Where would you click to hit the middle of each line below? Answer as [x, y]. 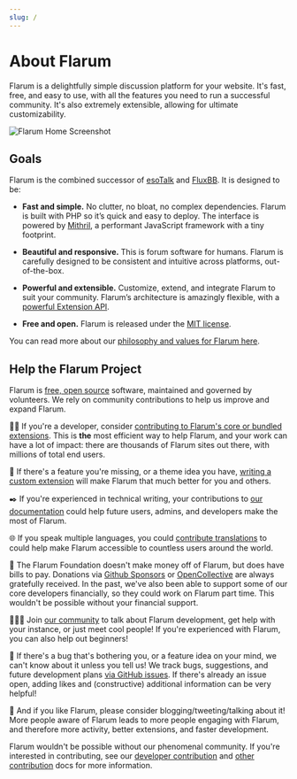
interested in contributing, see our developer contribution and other [132, 756]
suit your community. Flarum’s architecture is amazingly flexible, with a [151, 297]
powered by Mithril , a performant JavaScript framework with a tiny [143, 226]
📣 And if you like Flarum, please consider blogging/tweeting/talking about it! [147, 711]
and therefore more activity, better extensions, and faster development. [139, 729]
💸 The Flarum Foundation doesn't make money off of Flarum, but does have [147, 565]
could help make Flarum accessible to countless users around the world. [141, 548]
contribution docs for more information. [81, 766]
